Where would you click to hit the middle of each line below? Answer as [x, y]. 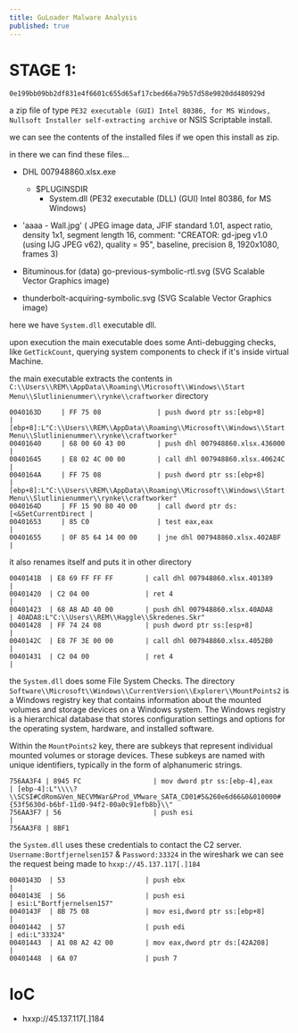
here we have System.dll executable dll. [83, 325]
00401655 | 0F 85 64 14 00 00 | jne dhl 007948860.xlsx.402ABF [145, 538]
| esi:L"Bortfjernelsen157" [62, 904]
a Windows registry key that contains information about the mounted [135, 700]
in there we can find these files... [69, 155]
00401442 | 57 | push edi [97, 927]
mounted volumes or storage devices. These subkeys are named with [137, 756]
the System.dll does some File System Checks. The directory [122, 682]
